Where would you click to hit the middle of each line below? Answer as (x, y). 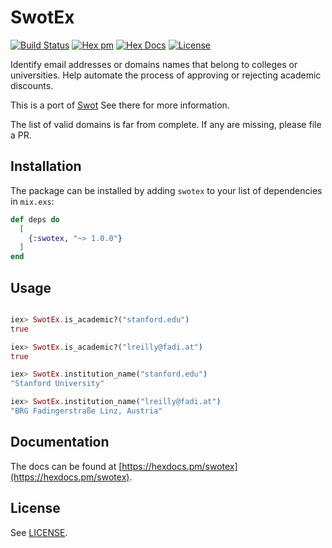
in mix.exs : (32, 201)
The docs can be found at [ (66, 466)
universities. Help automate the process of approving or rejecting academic (166, 75)
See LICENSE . (39, 532)
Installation (46, 166)
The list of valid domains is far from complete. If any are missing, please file (166, 124)
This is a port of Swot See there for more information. (120, 105)
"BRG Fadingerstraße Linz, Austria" (86, 411)
